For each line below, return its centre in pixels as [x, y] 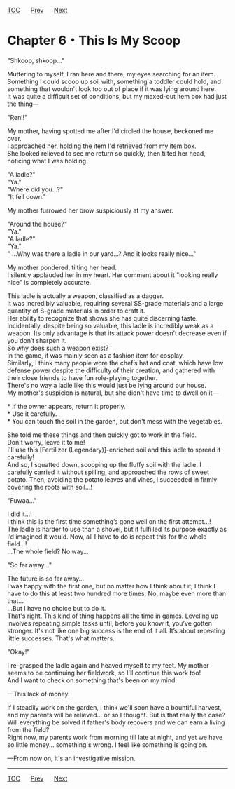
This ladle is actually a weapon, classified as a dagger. [86, 296]
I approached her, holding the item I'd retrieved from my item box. [102, 146]
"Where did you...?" [35, 189]
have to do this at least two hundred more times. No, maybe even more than [116, 593]
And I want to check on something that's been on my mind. [92, 680]
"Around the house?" [37, 224]
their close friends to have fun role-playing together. [83, 377]
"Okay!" [19, 652]
